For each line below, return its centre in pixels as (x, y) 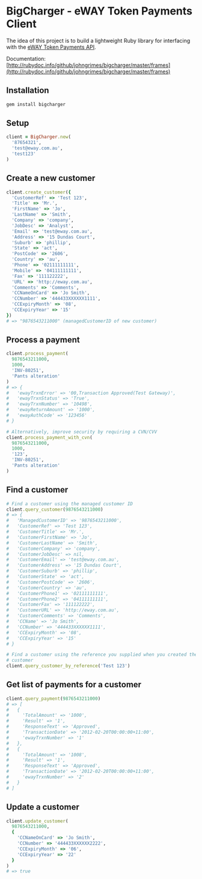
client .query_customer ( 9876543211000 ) (55, 509)
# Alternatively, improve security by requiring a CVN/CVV (82, 432)
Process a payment (43, 340)
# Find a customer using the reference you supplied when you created (96, 655)
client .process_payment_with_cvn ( (50, 437)
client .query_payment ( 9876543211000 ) (54, 698)
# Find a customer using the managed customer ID (70, 504)
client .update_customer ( (37, 821)
